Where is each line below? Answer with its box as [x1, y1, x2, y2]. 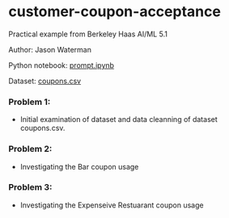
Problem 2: [8, 144, 53, 155]
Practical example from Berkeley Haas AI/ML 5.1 [8, 29, 168, 39]
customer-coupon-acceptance [8, 2, 221, 21]
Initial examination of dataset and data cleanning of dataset [19, 115, 218, 124]
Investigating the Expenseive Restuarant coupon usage [19, 200, 204, 210]
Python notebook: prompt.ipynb [8, 60, 115, 70]
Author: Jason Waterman [8, 44, 91, 54]
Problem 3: [8, 182, 53, 193]
